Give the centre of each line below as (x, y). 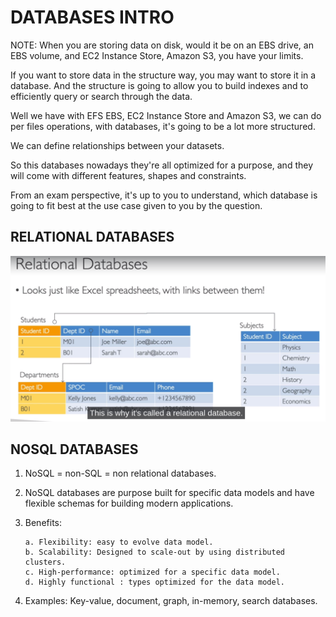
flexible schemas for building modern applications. (129, 503)
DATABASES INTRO (92, 17)
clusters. (45, 562)
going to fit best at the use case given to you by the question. (136, 205)
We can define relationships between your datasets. (117, 145)
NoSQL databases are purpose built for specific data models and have (169, 493)
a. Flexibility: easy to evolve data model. (119, 542)
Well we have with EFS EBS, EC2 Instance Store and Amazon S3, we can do (166, 115)
